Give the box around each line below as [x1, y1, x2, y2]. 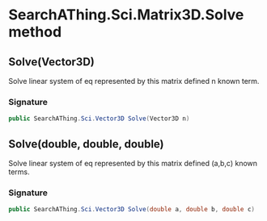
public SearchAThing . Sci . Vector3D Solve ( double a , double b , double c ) [8, 206, 255, 214]
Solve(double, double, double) [8, 137, 164, 151]
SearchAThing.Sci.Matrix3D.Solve [8, 6, 244, 24]
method [8, 23, 62, 41]
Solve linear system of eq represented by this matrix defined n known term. [8, 77, 260, 85]
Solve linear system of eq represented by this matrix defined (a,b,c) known [8, 158, 257, 168]
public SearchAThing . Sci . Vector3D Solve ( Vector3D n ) [8, 115, 190, 123]
